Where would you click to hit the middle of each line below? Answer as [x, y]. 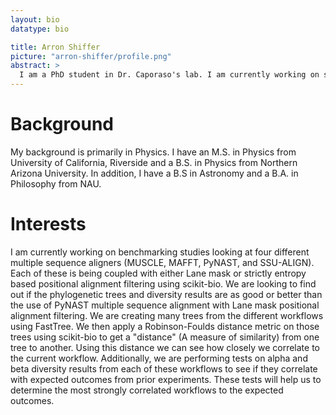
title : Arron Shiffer [55, 47]
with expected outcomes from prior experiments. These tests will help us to [166, 379]
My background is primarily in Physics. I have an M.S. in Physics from [153, 152]
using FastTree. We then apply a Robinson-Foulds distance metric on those [165, 326]
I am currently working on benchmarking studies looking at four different [160, 252]
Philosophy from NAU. [56, 183]
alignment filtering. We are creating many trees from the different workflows [167, 315]
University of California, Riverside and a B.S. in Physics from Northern [154, 162]
